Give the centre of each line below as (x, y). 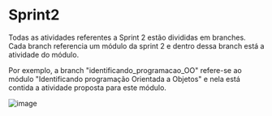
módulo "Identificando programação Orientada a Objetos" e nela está (125, 79)
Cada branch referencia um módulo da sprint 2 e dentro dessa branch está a (136, 45)
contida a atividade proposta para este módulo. (87, 88)
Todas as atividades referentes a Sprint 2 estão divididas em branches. (127, 37)
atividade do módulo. (44, 54)
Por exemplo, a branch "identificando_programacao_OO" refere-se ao (125, 70)
